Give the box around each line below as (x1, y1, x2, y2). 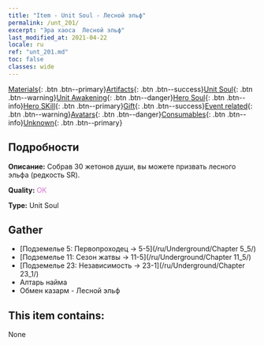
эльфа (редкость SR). (8, 170, 80, 180)
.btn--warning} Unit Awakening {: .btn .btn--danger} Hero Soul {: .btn (8, 92, 225, 102)
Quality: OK (8, 185, 47, 195)
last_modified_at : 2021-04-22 (8, 33, 108, 42)
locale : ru (8, 41, 44, 49)
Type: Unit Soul (8, 200, 59, 210)
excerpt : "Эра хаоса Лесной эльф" (8, 26, 125, 34)
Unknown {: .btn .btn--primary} (23, 117, 123, 127)
